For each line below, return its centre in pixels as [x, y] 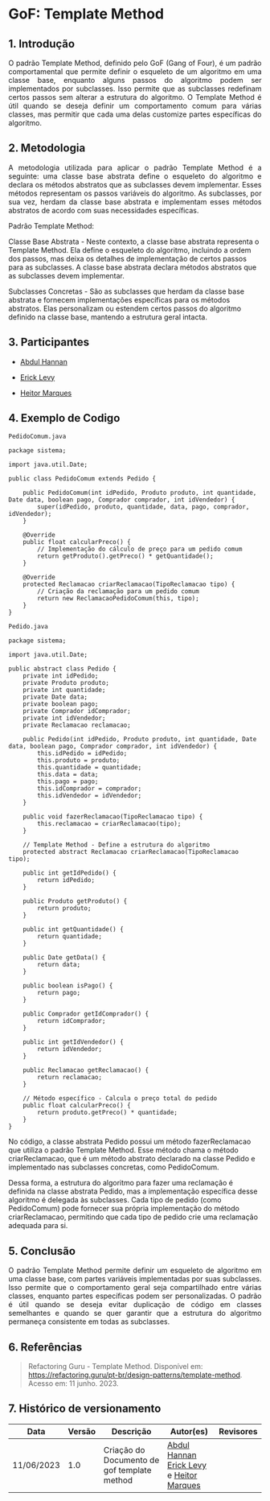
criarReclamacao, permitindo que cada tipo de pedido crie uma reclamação [133, 1217]
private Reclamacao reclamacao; [77, 725]
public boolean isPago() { [68, 986]
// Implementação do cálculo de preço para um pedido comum [140, 549]
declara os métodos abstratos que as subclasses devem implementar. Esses [135, 184]
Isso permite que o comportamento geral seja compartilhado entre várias [135, 1288]
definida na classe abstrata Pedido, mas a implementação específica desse [133, 1191]
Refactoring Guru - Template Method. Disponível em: [115, 1367]
